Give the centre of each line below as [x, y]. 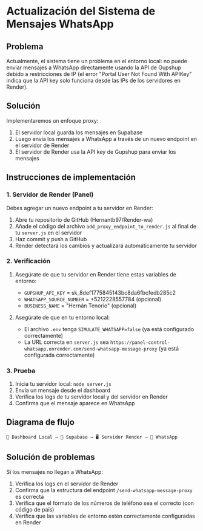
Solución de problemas [51, 457]
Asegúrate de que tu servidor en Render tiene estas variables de [96, 274]
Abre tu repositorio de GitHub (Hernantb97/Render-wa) [84, 219]
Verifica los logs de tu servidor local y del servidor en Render [92, 397]
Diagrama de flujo [40, 423]
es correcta [29, 496]
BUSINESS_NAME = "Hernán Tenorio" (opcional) [80, 306]
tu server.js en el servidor [48, 233]
